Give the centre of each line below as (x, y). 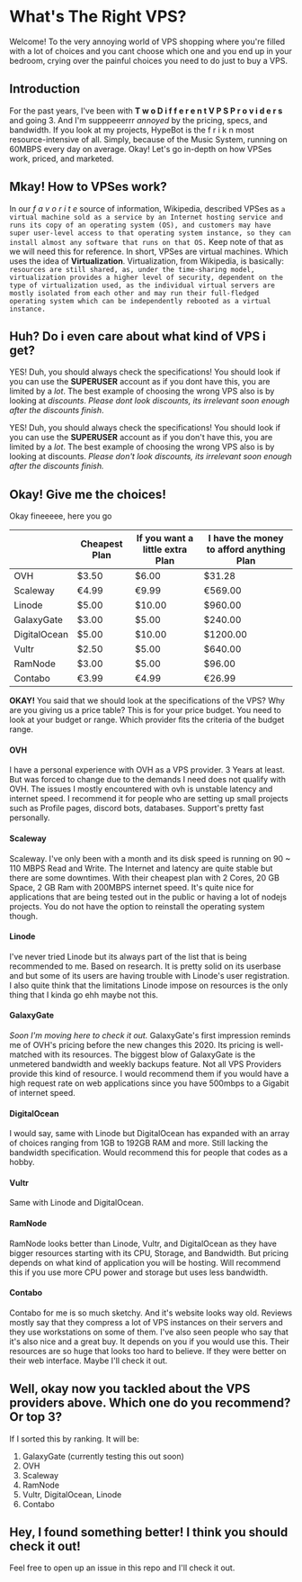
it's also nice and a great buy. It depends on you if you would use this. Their (149, 1341)
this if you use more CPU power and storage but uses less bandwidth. (139, 1272)
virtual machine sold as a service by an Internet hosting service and (146, 217)
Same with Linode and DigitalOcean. (76, 1203)
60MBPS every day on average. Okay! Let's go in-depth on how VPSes (141, 149)
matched (26, 1054)
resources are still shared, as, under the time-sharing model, (132, 269)
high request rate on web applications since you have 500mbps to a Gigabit (149, 1083)
